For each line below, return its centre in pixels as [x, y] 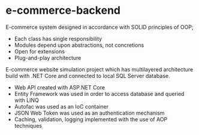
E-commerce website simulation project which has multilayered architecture [99, 69]
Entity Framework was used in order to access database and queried [99, 94]
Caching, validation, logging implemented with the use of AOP [91, 119]
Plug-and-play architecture [48, 58]
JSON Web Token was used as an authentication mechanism [89, 113]
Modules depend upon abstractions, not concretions [79, 45]
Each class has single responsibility [58, 38]
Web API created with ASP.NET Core [60, 87]
